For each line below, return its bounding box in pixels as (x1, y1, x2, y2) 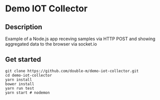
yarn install (5, 77, 32, 82)
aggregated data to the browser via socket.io (5, 41, 97, 47)
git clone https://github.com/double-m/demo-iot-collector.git (5, 68, 139, 73)
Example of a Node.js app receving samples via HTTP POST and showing (5, 36, 156, 42)
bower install (5, 81, 35, 87)
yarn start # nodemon (5, 90, 50, 95)
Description (5, 23, 42, 31)
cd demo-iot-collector (5, 73, 52, 78)
